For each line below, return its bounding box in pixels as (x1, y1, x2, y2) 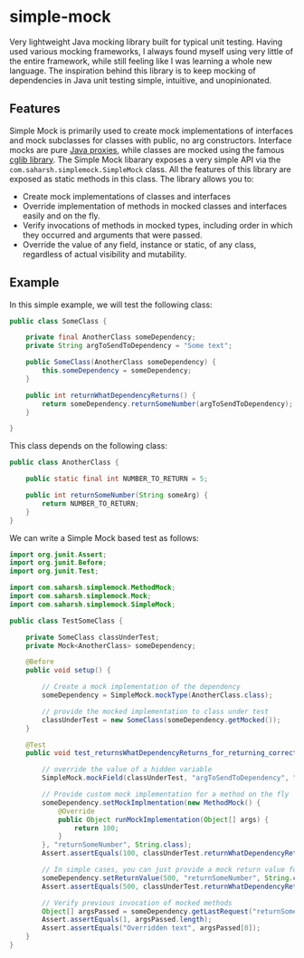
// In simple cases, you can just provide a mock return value (42, 866, 285, 875)
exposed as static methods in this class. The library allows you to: (9, 173, 255, 184)
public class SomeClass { (9, 316, 107, 325)
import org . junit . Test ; (9, 566, 100, 576)
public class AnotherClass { (9, 458, 119, 468)
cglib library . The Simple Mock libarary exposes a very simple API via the (9, 154, 281, 165)
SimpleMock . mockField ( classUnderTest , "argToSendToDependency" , (42, 773, 290, 783)
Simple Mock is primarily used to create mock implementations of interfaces (9, 125, 294, 136)
